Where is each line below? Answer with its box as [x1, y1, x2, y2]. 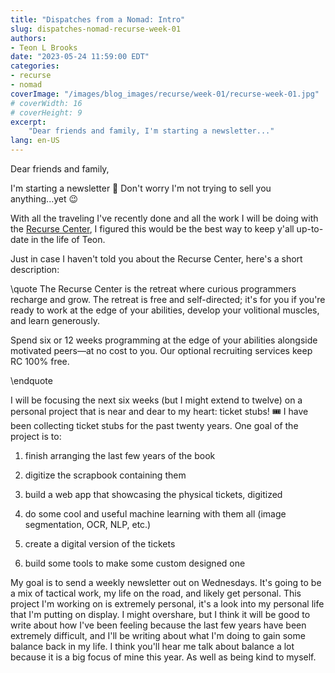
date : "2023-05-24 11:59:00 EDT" [10, 52, 150, 62]
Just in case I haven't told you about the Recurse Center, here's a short [10, 253, 303, 265]
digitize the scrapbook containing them [24, 469, 187, 481]
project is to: [10, 431, 62, 442]
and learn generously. [10, 315, 100, 326]
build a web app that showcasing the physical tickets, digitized [24, 489, 283, 500]
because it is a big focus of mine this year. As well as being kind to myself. [10, 651, 317, 663]
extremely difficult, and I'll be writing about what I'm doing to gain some [10, 630, 306, 641]
